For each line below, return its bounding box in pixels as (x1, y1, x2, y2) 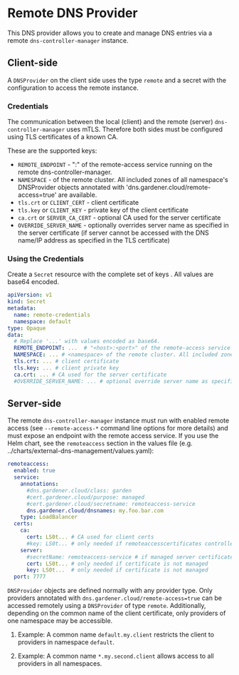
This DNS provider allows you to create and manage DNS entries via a (7, 29, 213, 37)
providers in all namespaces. (17, 659, 102, 668)
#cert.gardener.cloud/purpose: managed (26, 494, 144, 501)
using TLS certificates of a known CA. (7, 133, 119, 141)
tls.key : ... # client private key (14, 364, 119, 372)
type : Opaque (7, 325, 46, 332)
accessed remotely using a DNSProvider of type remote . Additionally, (7, 602, 206, 610)
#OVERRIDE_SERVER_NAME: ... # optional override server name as (14, 377, 208, 385)
